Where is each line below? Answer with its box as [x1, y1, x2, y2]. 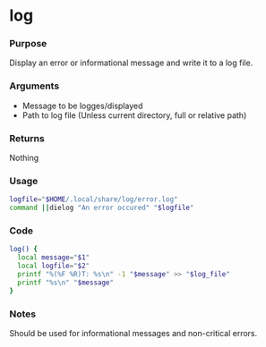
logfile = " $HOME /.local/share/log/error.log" [9, 195, 178, 204]
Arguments [9, 80, 60, 92]
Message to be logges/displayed [21, 100, 143, 111]
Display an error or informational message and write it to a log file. [9, 57, 253, 68]
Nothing [9, 153, 39, 164]
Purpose [9, 38, 47, 50]
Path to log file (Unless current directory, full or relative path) [21, 109, 247, 121]
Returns [9, 131, 45, 144]
